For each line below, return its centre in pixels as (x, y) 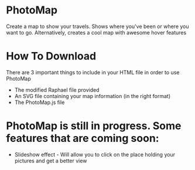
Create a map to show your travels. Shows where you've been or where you (97, 26)
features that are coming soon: (83, 138)
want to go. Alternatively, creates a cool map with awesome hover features (96, 32)
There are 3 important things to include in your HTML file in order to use (93, 72)
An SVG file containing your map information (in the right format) (93, 96)
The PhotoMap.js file (40, 102)
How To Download (51, 56)
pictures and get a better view (51, 161)
